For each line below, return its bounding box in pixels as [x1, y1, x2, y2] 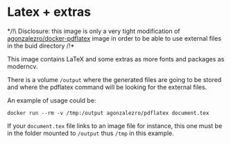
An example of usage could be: [7, 96, 96, 104]
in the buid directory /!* [7, 41, 75, 50]
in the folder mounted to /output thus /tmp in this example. [7, 129, 175, 137]
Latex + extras [7, 4, 92, 20]
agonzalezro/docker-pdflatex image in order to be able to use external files [7, 34, 222, 42]
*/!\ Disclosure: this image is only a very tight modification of [7, 27, 180, 35]
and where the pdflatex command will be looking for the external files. [7, 83, 207, 91]
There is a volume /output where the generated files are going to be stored [7, 75, 222, 83]
